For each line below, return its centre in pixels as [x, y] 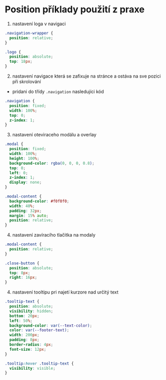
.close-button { [22, 263]
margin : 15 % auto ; [29, 215]
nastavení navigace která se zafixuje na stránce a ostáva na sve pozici [86, 76]
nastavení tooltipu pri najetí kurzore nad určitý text [65, 292]
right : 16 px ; [23, 278]
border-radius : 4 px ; [31, 345]
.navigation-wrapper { [29, 33]
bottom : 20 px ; [24, 316]
